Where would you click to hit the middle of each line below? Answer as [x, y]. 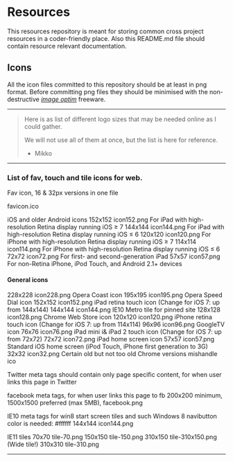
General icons [28, 279]
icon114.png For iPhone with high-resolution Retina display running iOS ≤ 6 [114, 249]
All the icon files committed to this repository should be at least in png [107, 85]
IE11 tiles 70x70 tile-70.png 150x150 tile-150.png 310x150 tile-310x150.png [112, 437]
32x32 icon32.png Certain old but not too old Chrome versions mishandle [112, 354]
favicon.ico [23, 206]
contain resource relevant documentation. [67, 46]
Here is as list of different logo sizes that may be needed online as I [120, 119]
